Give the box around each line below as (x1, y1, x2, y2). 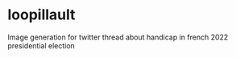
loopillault (7, 6, 76, 24)
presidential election (7, 40, 76, 50)
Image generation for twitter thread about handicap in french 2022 (7, 32, 229, 42)
